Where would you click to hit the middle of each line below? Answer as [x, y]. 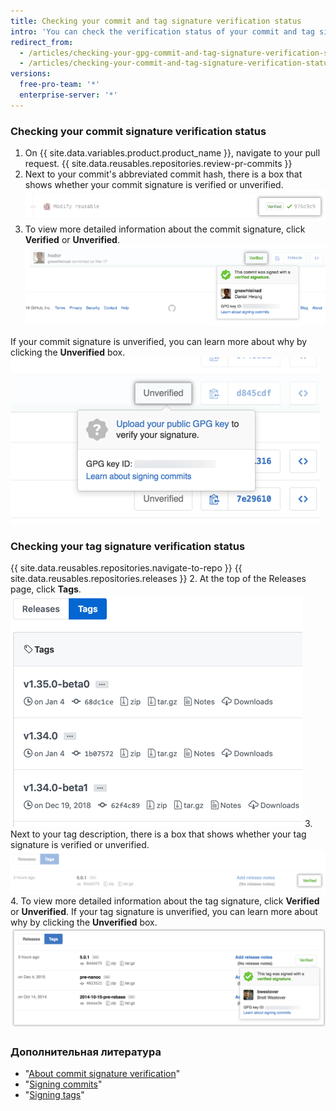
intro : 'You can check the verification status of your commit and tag [162, 31]
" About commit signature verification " [102, 1074]
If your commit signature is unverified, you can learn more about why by [159, 341]
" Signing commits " [63, 1084]
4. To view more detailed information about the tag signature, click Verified [165, 901]
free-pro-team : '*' [60, 85]
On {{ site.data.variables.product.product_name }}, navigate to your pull [172, 153]
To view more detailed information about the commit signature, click [165, 229]
